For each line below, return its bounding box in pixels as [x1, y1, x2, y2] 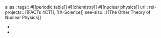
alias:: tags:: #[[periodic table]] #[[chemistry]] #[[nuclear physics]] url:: [5, 4, 148, 10]
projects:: [5, 9, 24, 15]
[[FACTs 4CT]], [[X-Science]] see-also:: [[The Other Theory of [25, 9, 151, 15]
